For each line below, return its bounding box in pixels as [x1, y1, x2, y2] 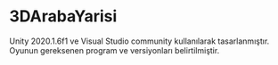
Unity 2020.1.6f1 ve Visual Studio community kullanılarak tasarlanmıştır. [9, 36, 270, 46]
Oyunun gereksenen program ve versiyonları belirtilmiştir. [9, 45, 220, 55]
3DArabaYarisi [9, 6, 118, 27]
